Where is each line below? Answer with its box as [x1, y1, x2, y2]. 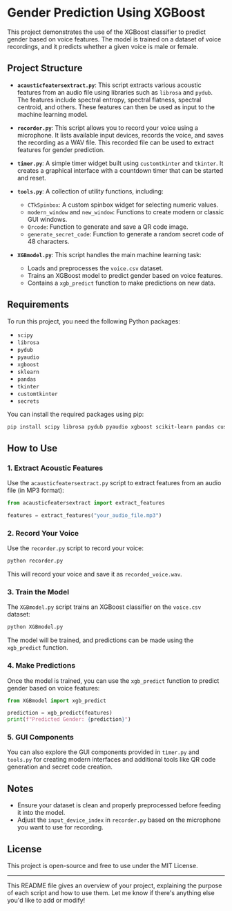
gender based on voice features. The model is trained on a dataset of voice [7, 35, 222, 43]
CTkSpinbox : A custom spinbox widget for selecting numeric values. [27, 200, 219, 209]
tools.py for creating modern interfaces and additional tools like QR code [7, 755, 216, 764]
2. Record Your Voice [7, 528, 79, 538]
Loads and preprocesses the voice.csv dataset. [27, 264, 164, 272]
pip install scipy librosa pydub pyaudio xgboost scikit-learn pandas [7, 423, 215, 430]
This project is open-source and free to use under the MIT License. [7, 862, 198, 870]
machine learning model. [17, 110, 88, 118]
